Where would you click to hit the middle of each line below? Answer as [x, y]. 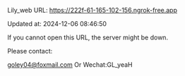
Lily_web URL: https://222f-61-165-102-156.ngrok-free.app [92, 10]
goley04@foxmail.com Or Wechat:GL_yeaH [70, 65]
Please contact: [30, 51]
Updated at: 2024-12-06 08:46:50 [57, 24]
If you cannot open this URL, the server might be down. [88, 37]
